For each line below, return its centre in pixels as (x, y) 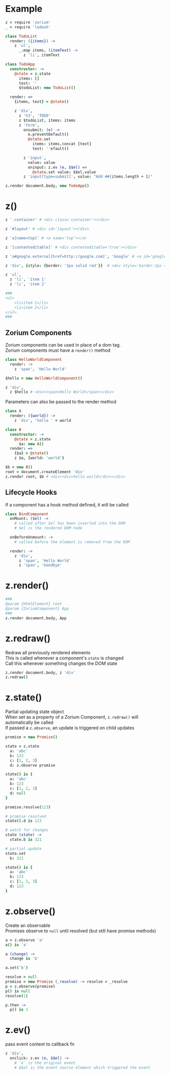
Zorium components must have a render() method (58, 350)
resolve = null (21, 977)
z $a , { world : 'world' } (39, 458)
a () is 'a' (17, 945)
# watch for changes (27, 830)
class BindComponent (27, 514)
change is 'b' (25, 959)
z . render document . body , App (36, 618)
